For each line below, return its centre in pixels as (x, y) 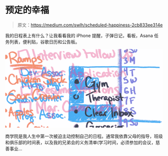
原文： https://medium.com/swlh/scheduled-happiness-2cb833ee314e (90, 25)
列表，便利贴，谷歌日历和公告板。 (44, 42)
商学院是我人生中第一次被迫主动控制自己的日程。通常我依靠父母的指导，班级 (84, 136)
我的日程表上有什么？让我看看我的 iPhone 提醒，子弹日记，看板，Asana (79, 35)
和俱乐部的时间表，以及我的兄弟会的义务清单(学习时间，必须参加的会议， (80, 142)
